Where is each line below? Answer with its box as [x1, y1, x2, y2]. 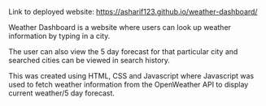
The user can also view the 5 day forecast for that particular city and [8, 47, 238, 56]
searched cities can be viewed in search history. [8, 56, 171, 65]
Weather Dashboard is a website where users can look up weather [8, 23, 232, 32]
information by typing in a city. [8, 32, 111, 40]
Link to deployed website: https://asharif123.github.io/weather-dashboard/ [8, 7, 258, 16]
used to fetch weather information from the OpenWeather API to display [8, 80, 249, 89]
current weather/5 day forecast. [8, 88, 116, 98]
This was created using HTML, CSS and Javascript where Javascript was [8, 71, 255, 80]
